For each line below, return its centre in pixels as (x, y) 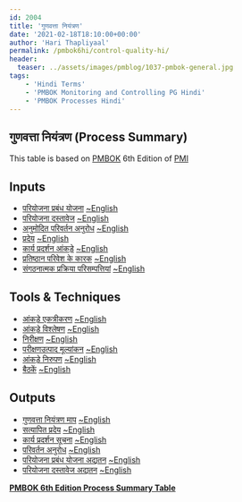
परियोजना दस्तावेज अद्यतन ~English (77, 470)
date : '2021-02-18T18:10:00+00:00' (75, 34)
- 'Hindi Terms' (56, 84)
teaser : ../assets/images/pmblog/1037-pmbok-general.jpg (125, 68)
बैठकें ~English (46, 369)
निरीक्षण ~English (50, 339)
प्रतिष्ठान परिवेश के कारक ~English (74, 259)
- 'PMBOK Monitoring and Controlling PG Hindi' (115, 92)
